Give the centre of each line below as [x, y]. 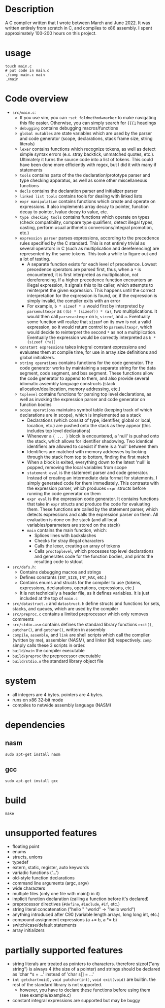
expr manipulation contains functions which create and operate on [88, 201]
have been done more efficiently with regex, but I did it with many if [88, 165]
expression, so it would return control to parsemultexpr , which [90, 327]
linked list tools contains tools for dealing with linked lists [81, 196]
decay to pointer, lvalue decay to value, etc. [64, 212]
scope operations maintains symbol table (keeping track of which [86, 409]
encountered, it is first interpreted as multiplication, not [83, 274]
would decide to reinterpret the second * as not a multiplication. [92, 332]
